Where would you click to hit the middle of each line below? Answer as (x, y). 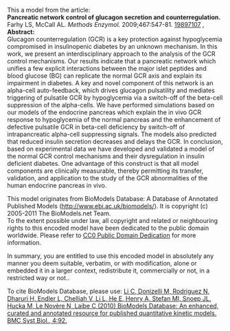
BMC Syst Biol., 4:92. (37, 320)
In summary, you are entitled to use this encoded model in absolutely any (111, 256)
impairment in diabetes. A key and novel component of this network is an (110, 83)
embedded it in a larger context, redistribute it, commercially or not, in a (108, 270)
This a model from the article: (49, 10)
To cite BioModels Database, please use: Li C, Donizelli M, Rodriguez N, (108, 291)
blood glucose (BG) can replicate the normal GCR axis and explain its (105, 76)
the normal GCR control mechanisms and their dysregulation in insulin (106, 156)
